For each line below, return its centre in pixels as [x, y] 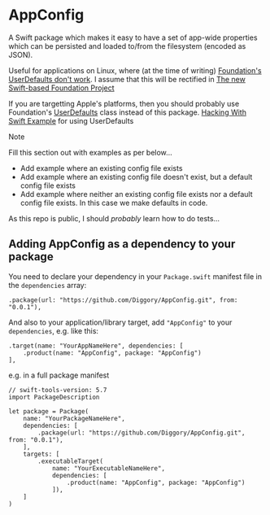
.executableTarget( [71, 461]
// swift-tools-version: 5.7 [58, 390]
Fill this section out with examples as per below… [90, 152]
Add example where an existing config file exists [101, 168]
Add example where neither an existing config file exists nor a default [136, 194]
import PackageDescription [54, 397]
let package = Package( [49, 411]
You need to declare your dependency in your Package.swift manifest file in [135, 276]
